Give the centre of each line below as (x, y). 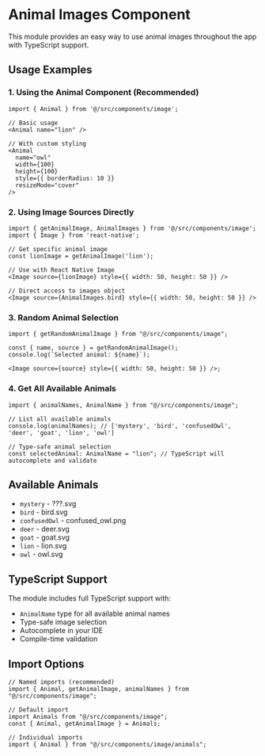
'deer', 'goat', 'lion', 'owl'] (61, 433)
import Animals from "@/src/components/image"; (88, 716)
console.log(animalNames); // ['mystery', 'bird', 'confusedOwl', (120, 426)
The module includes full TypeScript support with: (90, 598)
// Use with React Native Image (61, 270)
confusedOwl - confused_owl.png (73, 521)
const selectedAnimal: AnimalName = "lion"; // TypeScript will (116, 453)
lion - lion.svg (43, 546)
